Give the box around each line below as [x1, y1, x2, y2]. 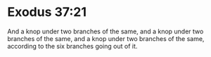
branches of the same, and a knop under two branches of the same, [7, 34, 205, 42]
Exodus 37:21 [7, 4, 87, 20]
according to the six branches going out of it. [7, 42, 138, 50]
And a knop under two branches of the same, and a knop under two [7, 27, 204, 35]
